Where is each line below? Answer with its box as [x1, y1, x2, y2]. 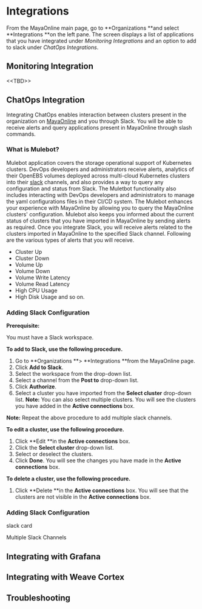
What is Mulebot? [6, 145, 59, 154]
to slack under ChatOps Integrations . [6, 44, 99, 51]
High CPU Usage [15, 287, 58, 294]
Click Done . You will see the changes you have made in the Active [15, 457, 181, 464]
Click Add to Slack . [15, 364, 64, 371]
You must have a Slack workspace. [6, 334, 94, 341]
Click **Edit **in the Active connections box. [15, 438, 130, 445]
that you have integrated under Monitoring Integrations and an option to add [6, 37, 197, 44]
